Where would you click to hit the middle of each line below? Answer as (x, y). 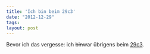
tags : (13, 22)
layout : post (22, 28)
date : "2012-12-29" (30, 17)
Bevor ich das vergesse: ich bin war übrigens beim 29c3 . (75, 45)
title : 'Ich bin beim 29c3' (41, 11)
